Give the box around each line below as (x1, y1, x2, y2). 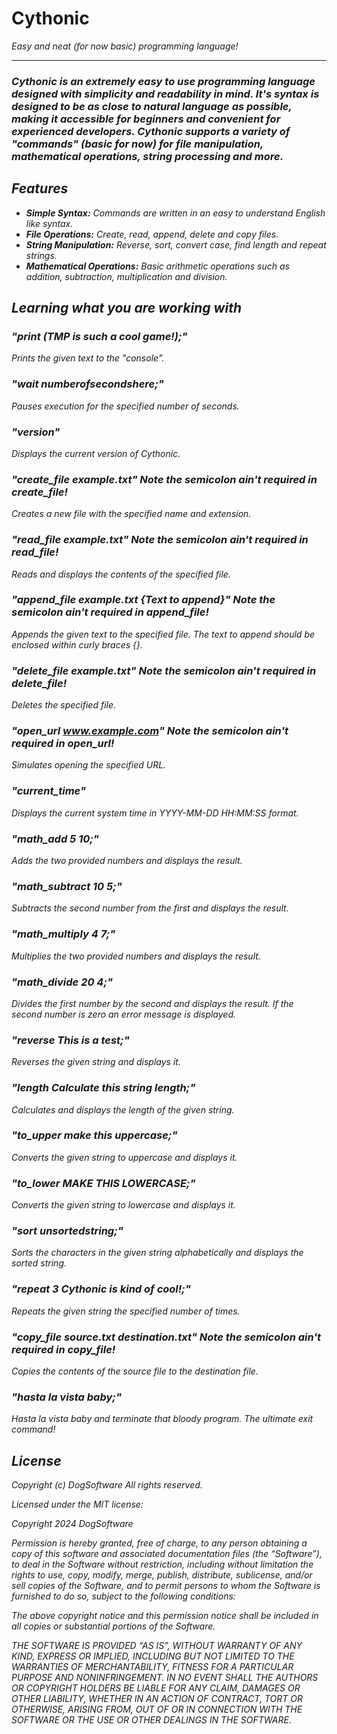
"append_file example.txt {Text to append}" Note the (11, 593, 276, 607)
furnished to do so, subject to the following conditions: (11, 1590, 236, 1602)
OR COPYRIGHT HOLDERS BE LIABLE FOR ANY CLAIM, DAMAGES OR (11, 1682, 301, 1694)
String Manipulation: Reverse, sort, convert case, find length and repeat (25, 238, 327, 251)
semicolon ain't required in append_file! (11, 605, 209, 619)
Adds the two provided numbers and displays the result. (11, 855, 243, 867)
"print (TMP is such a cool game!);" (11, 329, 188, 343)
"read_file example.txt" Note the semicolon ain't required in (11, 533, 309, 547)
